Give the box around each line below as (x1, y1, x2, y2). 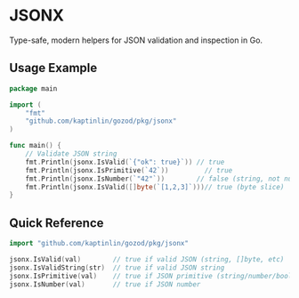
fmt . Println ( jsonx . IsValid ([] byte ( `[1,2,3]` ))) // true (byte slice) (25, 182, 285, 191)
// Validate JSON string (25, 149, 117, 158)
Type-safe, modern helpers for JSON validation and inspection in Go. (9, 35, 263, 45)
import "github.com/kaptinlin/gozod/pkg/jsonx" (9, 239, 190, 248)
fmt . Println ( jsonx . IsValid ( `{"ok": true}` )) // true (25, 157, 225, 166)
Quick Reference (9, 215, 104, 230)
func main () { (9, 141, 62, 150)
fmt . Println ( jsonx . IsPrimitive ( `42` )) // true (25, 165, 233, 174)
